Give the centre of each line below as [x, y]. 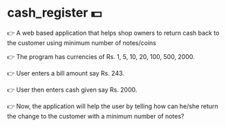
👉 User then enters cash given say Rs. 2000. [72, 90]
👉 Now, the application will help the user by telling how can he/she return [113, 106]
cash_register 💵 [55, 13]
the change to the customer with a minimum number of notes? [96, 116]
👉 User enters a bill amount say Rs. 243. [66, 73]
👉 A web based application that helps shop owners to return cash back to [113, 33]
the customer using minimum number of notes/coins [82, 42]
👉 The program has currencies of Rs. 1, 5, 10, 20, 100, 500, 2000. [101, 56]
